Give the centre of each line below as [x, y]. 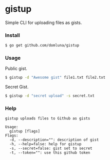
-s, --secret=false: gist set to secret [51, 149]
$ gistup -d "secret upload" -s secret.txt [50, 96]
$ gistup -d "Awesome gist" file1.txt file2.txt [55, 78]
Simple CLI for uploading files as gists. [44, 23]
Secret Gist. [17, 87]
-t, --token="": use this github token [50, 153]
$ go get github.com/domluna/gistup [42, 46]
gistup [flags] [25, 131]
